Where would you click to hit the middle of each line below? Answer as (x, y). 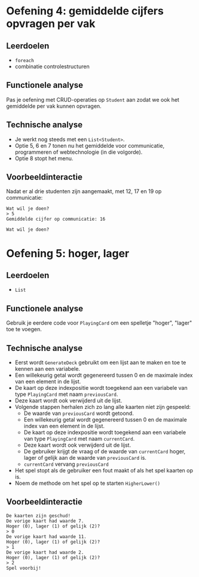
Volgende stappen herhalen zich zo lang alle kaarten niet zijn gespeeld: (103, 407)
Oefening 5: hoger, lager (68, 253)
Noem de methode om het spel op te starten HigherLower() (87, 483)
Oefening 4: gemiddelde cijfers (85, 11)
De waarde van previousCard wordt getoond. (79, 413)
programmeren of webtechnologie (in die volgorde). (79, 152)
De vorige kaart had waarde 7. (45, 521)
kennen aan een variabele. (48, 369)
